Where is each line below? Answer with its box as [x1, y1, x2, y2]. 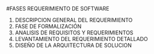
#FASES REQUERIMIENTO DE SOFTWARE [6, 5, 109, 12]
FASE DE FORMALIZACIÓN [14, 23, 82, 30]
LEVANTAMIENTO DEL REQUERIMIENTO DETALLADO [14, 36, 149, 42]
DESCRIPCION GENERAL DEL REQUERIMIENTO [14, 17, 133, 23]
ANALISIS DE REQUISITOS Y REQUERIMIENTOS [14, 29, 134, 36]
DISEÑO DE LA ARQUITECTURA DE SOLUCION [14, 42, 132, 49]
